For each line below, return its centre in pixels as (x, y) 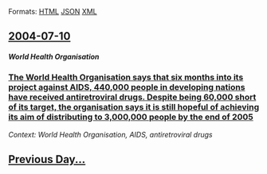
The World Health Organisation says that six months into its (126, 77)
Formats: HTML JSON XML (53, 12)
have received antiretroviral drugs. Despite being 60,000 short (132, 97)
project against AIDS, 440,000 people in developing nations (127, 87)
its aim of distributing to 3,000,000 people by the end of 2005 (131, 117)
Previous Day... (47, 159)
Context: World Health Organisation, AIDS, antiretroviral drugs (110, 134)
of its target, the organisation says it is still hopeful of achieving (134, 107)
